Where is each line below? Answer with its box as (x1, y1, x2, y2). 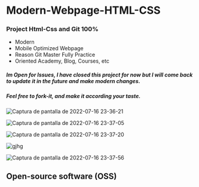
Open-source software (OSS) (6, 171, 117, 182)
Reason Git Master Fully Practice (14, 51, 96, 59)
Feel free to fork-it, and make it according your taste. (6, 93, 141, 100)
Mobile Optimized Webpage (14, 45, 84, 52)
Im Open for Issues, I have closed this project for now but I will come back (6, 71, 193, 78)
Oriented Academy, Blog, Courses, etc (14, 57, 109, 65)
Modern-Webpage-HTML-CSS (6, 4, 161, 17)
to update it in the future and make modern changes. (6, 78, 140, 85)
